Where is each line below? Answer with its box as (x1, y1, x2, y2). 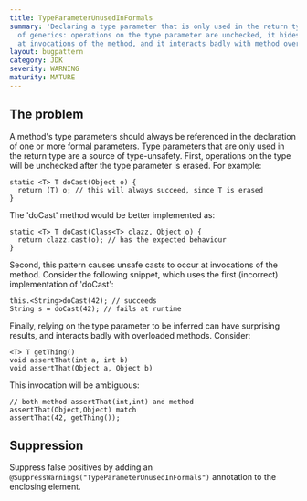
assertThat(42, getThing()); (9, 412, 121, 423)
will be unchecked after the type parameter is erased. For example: (9, 160, 262, 171)
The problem (9, 107, 84, 122)
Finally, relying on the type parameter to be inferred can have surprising (9, 320, 281, 331)
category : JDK (9, 56, 64, 65)
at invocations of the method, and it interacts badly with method (17, 38, 281, 48)
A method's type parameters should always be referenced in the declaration (9, 130, 297, 141)
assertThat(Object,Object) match (9, 405, 137, 414)
